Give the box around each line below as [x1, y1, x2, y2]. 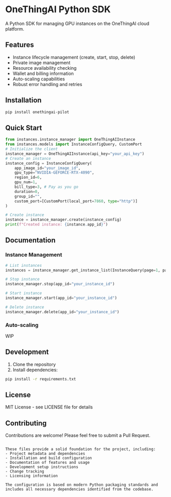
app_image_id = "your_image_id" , [14, 165, 81, 171]
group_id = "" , [14, 194, 42, 199]
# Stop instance [5, 277, 40, 282]
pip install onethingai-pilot [5, 109, 70, 115]
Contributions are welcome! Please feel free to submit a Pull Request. [5, 432, 151, 438]
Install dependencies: [12, 367, 58, 373]
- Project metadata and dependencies [5, 451, 85, 456]
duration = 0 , [14, 189, 40, 194]
